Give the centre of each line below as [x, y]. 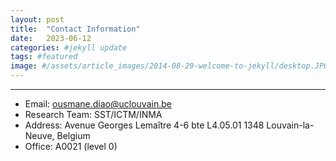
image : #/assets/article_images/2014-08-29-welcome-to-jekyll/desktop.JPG [169, 66]
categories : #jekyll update [69, 47]
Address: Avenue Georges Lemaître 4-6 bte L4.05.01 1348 [144, 125]
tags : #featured [44, 57]
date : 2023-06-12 [51, 38]
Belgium [73, 135]
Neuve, [39, 135]
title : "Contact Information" [75, 29]
